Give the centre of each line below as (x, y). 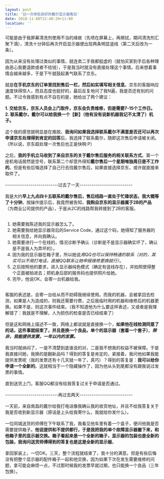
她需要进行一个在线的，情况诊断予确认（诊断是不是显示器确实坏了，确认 (85, 242)
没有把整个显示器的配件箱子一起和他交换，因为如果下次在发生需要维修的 (78, 459)
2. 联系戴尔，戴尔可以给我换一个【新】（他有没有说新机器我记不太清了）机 (79, 114)
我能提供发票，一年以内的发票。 (46, 337)
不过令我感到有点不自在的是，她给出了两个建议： (63, 97)
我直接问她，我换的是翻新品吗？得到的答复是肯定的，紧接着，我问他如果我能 (82, 354)
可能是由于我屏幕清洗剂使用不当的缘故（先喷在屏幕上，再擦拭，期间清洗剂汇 (82, 38)
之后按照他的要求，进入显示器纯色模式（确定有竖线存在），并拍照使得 (82, 267)
